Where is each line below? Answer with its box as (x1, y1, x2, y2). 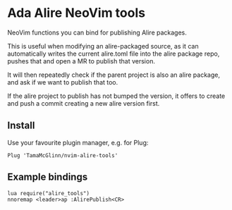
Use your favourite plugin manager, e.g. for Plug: (7, 138, 149, 147)
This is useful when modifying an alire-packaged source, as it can (7, 42, 199, 50)
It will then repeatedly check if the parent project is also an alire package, (7, 70, 221, 79)
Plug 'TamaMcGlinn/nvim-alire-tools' (7, 152, 118, 159)
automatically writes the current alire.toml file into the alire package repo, (7, 49, 220, 58)
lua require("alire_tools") (7, 190, 90, 197)
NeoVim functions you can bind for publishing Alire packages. (7, 28, 187, 37)
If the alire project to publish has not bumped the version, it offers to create (7, 92, 226, 100)
